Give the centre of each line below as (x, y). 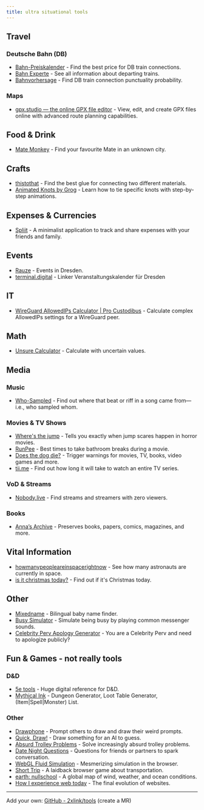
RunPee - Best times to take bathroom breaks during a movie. (92, 449)
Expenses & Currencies (52, 215)
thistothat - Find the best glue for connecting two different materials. (101, 183)
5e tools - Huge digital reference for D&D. (67, 689)
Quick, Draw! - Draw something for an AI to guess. (78, 738)
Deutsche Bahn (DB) (37, 54)
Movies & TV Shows (36, 423)
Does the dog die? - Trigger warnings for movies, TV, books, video (98, 456)
